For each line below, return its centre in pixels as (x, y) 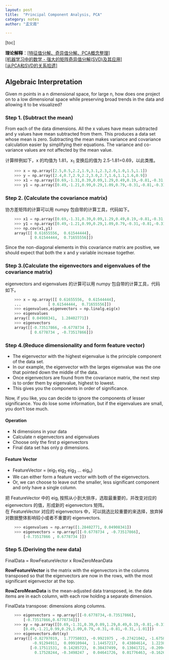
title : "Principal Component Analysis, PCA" (54, 15)
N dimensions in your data (39, 432)
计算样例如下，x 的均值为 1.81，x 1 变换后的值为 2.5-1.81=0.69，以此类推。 (82, 161)
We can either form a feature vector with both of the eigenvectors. (81, 477)
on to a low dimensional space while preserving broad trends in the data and (84, 99)
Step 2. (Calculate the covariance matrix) (56, 198)
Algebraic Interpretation (44, 82)
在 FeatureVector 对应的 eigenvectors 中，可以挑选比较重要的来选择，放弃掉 (84, 511)
